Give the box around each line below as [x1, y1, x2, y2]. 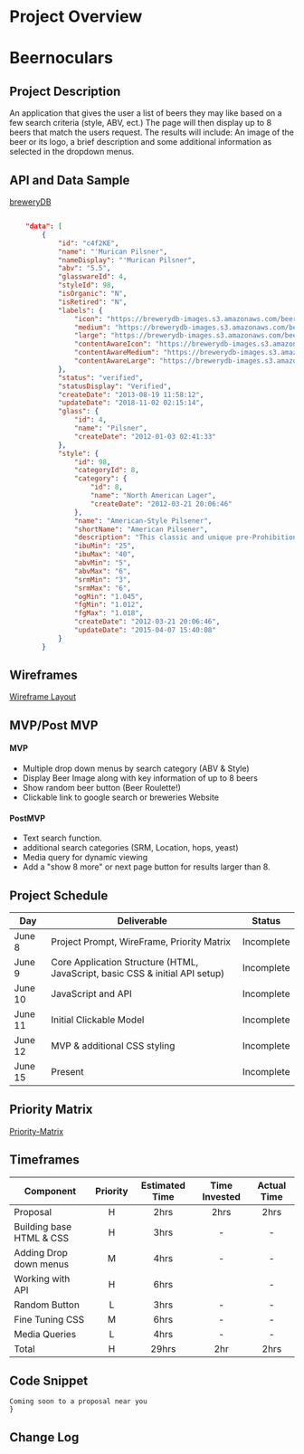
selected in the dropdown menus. [9, 147, 135, 157]
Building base [14, 1220, 72, 1232]
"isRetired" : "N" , [57, 297, 128, 307]
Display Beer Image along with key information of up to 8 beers [22, 773, 258, 784]
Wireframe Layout [9, 691, 77, 702]
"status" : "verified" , [57, 373, 144, 382]
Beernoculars [9, 48, 113, 69]
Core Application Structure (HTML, [51, 956, 199, 969]
